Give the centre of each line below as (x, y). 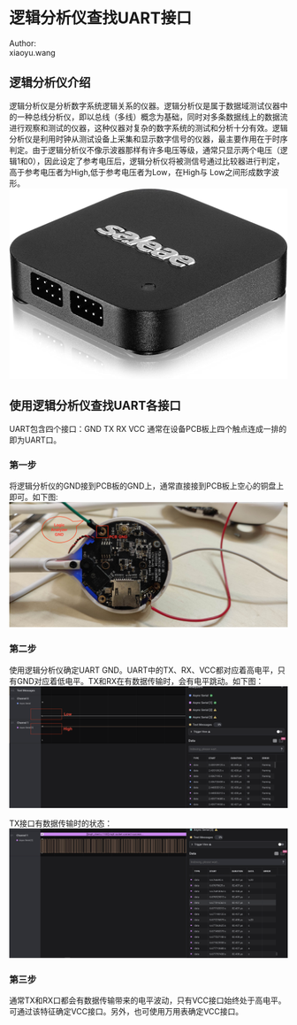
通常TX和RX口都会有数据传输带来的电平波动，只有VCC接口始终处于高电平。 (148, 1000)
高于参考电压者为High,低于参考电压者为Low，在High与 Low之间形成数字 (141, 172)
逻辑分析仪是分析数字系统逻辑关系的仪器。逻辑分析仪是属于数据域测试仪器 (145, 105)
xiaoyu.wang (32, 52)
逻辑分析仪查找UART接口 (100, 18)
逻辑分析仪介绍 (50, 83)
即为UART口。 (35, 440)
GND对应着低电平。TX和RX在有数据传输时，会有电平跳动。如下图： (140, 681)
